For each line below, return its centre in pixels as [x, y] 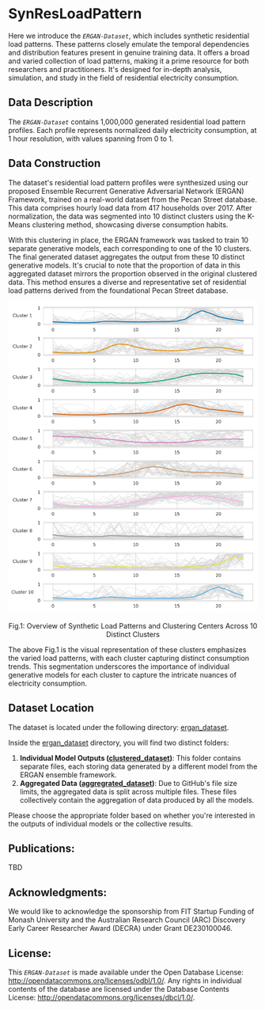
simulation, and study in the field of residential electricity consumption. [124, 78]
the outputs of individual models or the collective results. [101, 823]
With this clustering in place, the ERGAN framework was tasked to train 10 [129, 240]
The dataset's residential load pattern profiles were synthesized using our [129, 182]
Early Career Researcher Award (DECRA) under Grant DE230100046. [120, 928]
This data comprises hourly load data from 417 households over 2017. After [130, 207]
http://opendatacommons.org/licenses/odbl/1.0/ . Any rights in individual [125, 980]
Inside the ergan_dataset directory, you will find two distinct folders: [119, 742]
